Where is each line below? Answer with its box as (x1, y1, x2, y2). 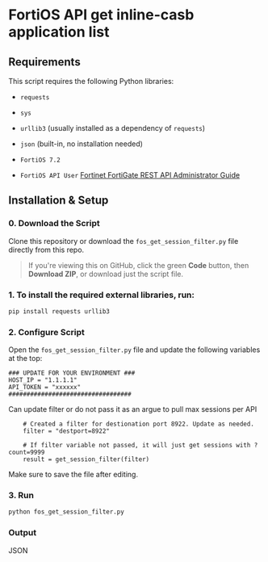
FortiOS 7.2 (19, 156, 61, 164)
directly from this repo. (8, 245, 85, 254)
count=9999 (8, 448, 45, 457)
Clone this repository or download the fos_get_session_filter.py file (8, 236, 239, 245)
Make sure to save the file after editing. (8, 470, 139, 480)
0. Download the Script (8, 218, 101, 229)
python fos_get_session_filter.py (8, 508, 125, 516)
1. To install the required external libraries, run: (8, 289, 195, 300)
